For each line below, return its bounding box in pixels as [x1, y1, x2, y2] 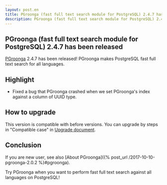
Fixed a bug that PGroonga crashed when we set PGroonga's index [12, 89, 150, 94]
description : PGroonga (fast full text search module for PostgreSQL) [5, 16, 155, 21]
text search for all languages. [5, 61, 65, 67]
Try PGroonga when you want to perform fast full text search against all [5, 169, 152, 175]
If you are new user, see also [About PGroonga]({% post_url [5, 154, 128, 160]
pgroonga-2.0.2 [5, 159, 37, 165]
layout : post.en [5, 7, 39, 12]
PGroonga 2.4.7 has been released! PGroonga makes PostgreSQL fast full [5, 56, 156, 62]
